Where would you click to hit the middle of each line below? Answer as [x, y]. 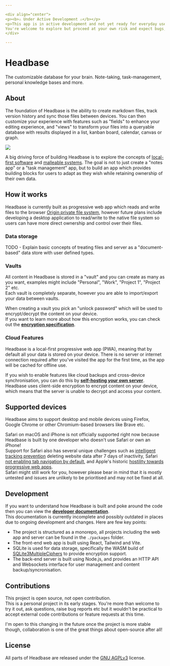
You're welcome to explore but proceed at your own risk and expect [79, 28]
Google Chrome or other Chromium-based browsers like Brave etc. [75, 425]
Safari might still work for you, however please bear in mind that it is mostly [83, 472]
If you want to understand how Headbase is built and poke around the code [84, 506]
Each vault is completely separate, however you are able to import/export [82, 293]
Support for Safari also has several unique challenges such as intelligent [80, 451]
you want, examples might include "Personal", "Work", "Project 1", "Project [83, 282]
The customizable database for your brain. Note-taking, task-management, [83, 77]
